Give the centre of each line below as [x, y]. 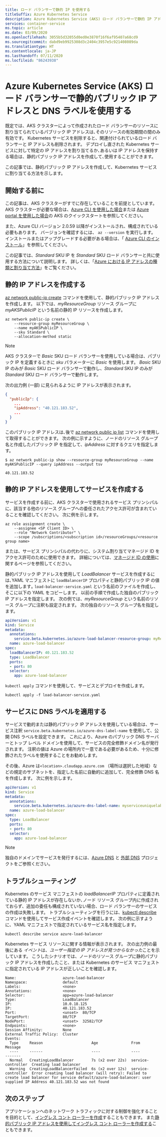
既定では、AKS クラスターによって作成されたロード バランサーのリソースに [82, 126]
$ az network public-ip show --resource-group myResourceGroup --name [79, 460]
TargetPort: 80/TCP [41, 1017]
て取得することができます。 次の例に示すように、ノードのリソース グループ [82, 438]
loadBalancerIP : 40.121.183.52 [42, 653]
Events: [13, 1039]
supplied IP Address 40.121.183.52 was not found [57, 1082]
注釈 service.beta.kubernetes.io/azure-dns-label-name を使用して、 [84, 730]
